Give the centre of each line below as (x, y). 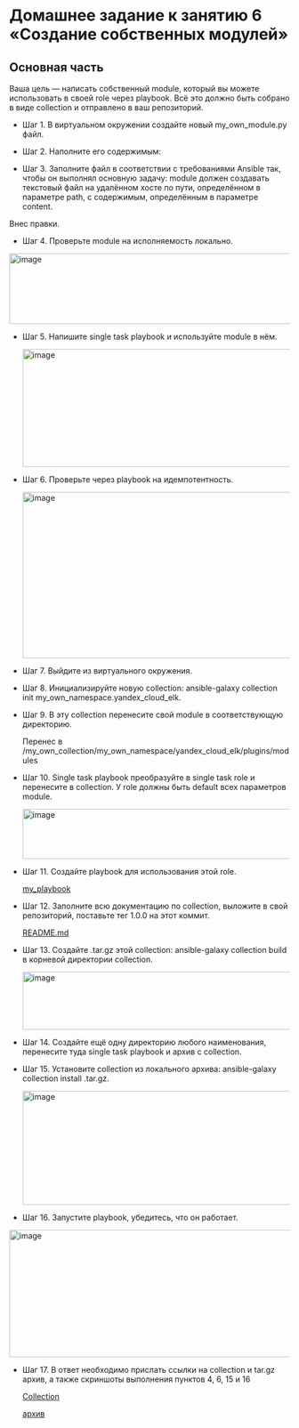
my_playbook (46, 889)
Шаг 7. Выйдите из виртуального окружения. (107, 671)
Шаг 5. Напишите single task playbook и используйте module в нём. (149, 336)
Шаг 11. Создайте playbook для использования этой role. (129, 871)
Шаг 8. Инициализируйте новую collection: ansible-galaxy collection (150, 688)
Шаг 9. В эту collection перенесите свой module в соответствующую (152, 714)
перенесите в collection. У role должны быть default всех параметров (154, 787)
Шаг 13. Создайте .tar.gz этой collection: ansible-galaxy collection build (154, 950)
